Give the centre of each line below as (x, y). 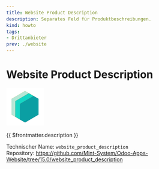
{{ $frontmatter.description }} (43, 135)
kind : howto (21, 25)
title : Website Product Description (52, 13)
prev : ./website (26, 44)
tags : (13, 32)
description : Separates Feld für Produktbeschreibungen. (79, 19)
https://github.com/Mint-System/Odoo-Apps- (92, 153)
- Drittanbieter (26, 38)
